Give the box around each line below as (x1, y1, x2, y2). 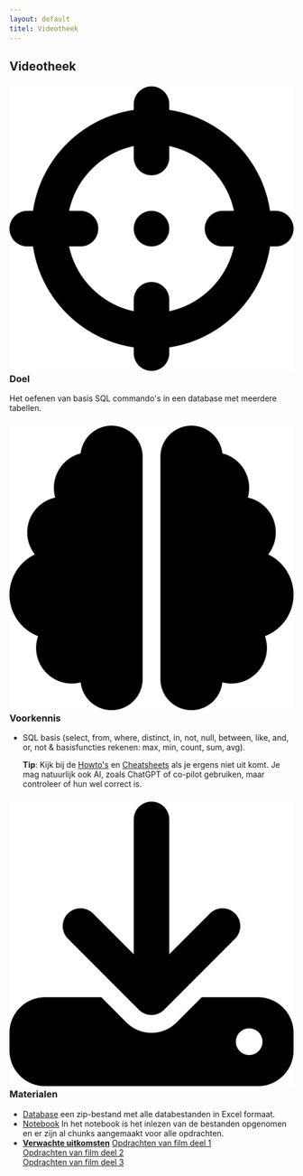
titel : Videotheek (9, 23, 78, 33)
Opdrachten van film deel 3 (22, 1156, 124, 1167)
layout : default (9, 14, 70, 23)
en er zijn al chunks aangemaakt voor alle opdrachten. (22, 1127, 225, 1138)
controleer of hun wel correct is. (22, 779, 142, 789)
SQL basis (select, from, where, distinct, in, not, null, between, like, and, (22, 733, 289, 743)
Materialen (9, 1088, 59, 1101)
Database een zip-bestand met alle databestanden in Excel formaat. (22, 1108, 275, 1119)
